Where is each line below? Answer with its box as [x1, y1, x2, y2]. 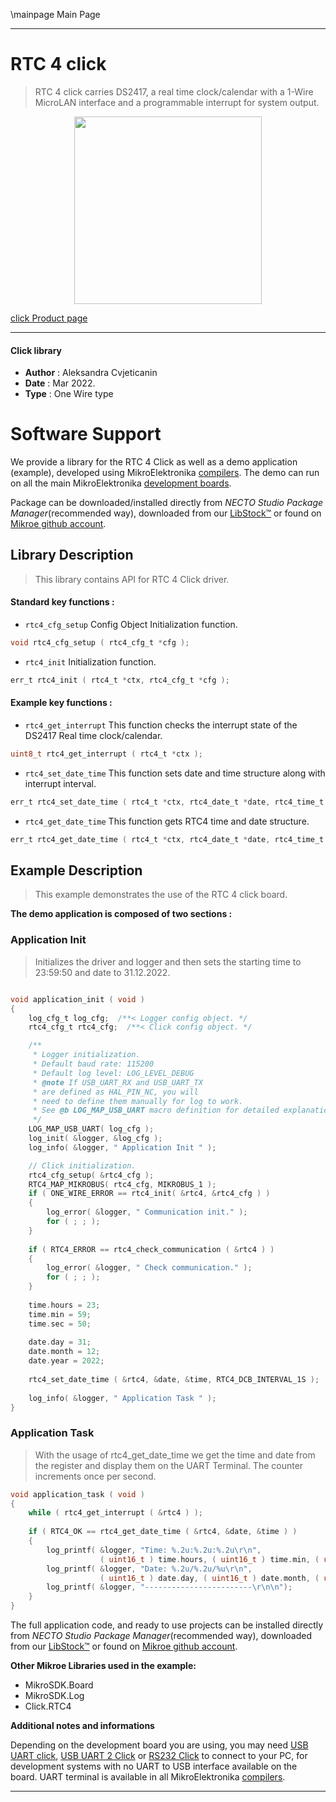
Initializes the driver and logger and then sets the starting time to [34, 955, 302, 968]
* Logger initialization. [32, 1050, 141, 1060]
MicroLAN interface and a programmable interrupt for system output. [34, 96, 320, 108]
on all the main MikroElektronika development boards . [10, 477, 232, 489]
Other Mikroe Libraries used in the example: [10, 1660, 197, 1672]
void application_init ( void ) [10, 994, 145, 1004]
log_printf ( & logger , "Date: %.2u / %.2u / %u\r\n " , [46, 1564, 253, 1574]
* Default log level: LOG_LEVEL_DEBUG [32, 1068, 195, 1078]
